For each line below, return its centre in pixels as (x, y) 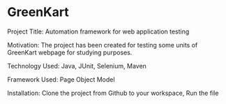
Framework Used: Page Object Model (61, 79)
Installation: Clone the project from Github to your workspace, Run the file (113, 93)
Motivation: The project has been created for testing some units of (103, 45)
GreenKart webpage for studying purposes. (70, 52)
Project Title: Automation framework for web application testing (98, 31)
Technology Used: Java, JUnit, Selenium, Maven (77, 66)
